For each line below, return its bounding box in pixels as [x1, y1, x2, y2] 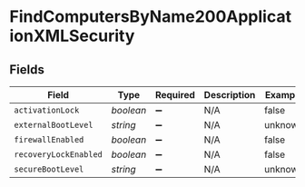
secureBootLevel [14, 164, 84, 174]
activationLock [14, 105, 80, 115]
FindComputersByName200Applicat [9, 6, 292, 27]
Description [203, 89, 256, 101]
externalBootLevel [14, 120, 93, 130]
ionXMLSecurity [9, 25, 135, 46]
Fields [9, 62, 45, 77]
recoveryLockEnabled [14, 150, 103, 160]
